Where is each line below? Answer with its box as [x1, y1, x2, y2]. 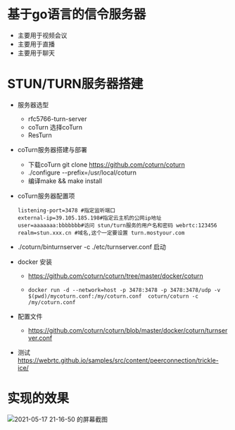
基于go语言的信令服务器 [7, 6, 146, 23]
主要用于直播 [17, 39, 55, 48]
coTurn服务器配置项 [17, 191, 75, 200]
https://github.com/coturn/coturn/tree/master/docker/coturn [27, 272, 203, 280]
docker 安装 [17, 258, 53, 266]
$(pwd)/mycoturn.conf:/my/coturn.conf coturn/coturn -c [27, 293, 199, 300]
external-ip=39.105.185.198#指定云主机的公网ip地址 [17, 214, 162, 222]
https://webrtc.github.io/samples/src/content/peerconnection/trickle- [17, 356, 220, 365]
